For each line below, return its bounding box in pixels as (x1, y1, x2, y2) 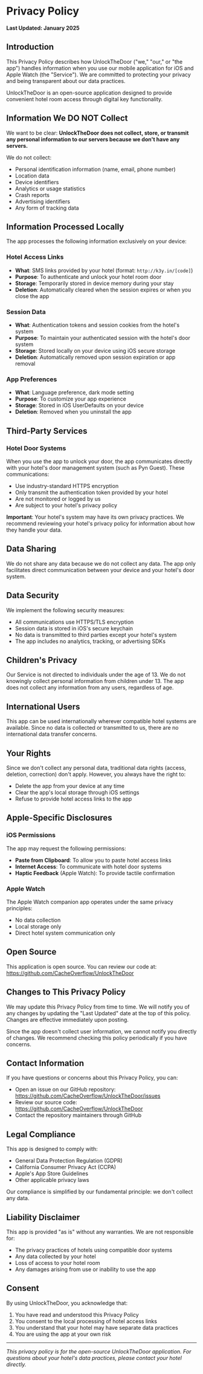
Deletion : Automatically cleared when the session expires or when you (14, 286, 192, 293)
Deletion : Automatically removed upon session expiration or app (14, 353, 176, 361)
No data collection (14, 916, 61, 924)
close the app (14, 292, 50, 299)
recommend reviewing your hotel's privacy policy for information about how (6, 519, 195, 527)
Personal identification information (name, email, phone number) (14, 165, 176, 173)
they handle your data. (6, 526, 62, 533)
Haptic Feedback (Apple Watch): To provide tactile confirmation (14, 869, 175, 876)
